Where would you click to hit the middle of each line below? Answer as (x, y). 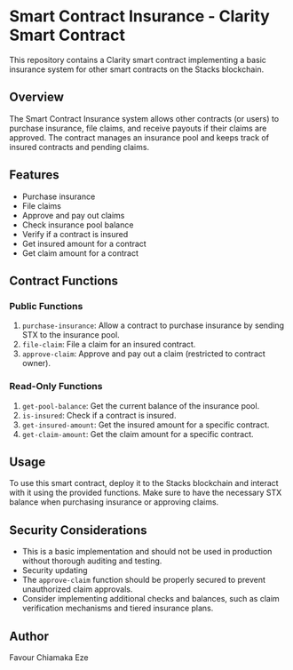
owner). (36, 363)
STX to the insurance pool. (71, 335)
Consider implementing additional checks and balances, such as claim (150, 599)
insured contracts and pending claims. (79, 147)
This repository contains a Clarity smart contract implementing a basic (138, 60)
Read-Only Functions (56, 387)
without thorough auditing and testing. (92, 561)
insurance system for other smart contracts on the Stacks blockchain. (137, 69)
